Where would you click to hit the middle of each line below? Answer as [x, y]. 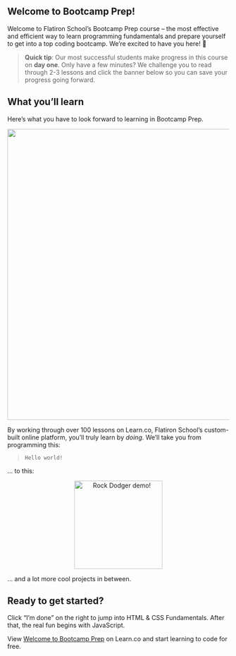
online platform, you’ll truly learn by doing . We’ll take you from [112, 437]
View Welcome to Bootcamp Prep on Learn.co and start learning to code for [117, 639]
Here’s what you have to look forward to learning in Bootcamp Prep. [106, 119]
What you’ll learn [46, 102]
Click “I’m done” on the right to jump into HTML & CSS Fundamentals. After [116, 618]
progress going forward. [60, 80]
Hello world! [44, 458]
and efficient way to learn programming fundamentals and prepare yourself [117, 36]
